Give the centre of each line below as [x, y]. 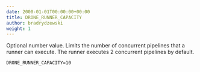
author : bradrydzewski [35, 23]
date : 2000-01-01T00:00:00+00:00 [48, 12]
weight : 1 [19, 28]
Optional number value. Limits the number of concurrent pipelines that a [96, 46]
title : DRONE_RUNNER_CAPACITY [44, 17]
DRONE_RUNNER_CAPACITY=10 [39, 63]
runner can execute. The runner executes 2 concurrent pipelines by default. [100, 52]
